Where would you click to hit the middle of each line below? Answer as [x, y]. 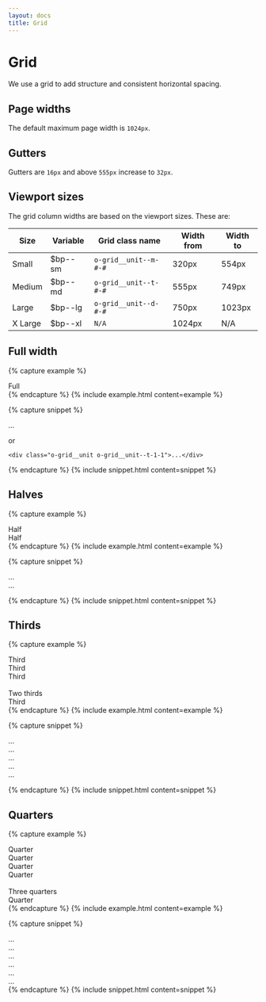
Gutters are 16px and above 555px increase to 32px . [91, 172]
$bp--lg [66, 308]
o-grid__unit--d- [127, 303]
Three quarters [33, 892]
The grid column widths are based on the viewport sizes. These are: [120, 216]
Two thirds [25, 694]
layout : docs [30, 15]
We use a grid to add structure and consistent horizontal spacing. [115, 84]
